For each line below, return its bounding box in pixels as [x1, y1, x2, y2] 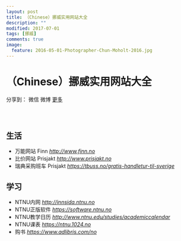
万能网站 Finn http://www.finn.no [14, 148, 96, 155]
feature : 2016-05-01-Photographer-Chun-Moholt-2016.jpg [11, 48, 153, 54]
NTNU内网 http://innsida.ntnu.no [14, 199, 95, 206]
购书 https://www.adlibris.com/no [14, 229, 97, 236]
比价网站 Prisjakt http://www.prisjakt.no [14, 155, 112, 162]
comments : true [6, 36, 44, 42]
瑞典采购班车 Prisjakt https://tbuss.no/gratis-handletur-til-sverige [14, 162, 175, 170]
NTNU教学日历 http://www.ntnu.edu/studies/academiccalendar [14, 214, 170, 221]
